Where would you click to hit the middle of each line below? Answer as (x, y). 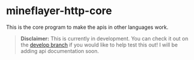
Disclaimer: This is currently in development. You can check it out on (104, 38)
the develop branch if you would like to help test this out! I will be (99, 45)
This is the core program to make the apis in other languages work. (87, 27)
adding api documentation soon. (60, 51)
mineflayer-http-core (59, 11)
